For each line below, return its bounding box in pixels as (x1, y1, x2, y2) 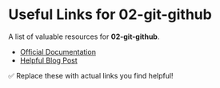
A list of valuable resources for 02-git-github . (8, 32, 160, 41)
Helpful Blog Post (19, 55, 78, 65)
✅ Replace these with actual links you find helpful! (8, 71, 174, 80)
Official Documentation (19, 47, 96, 56)
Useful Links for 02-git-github (8, 6, 212, 24)
